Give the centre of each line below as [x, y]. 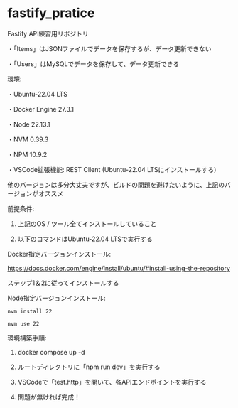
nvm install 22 [30, 311]
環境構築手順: [27, 338]
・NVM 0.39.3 [28, 139]
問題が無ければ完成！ [49, 397]
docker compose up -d [51, 352]
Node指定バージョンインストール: [57, 298]
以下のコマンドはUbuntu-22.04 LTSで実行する [85, 239]
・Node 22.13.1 [29, 124]
